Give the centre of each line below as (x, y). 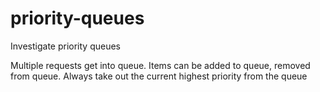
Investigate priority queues (65, 46)
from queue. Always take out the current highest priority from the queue (159, 76)
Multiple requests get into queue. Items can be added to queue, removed (160, 65)
